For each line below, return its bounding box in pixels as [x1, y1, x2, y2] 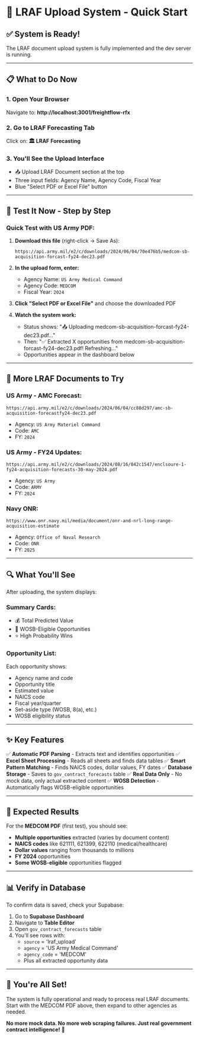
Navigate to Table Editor [14, 919, 75, 926]
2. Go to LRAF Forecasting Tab [6, 123, 95, 132]
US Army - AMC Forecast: [6, 392, 82, 400]
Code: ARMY [14, 483, 42, 490]
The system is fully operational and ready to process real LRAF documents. [6, 995, 190, 1002]
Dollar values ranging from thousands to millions [14, 847, 134, 854]
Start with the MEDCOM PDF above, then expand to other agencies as [6, 1002, 177, 1009]
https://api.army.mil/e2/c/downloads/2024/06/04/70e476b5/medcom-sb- [14, 249, 191, 255]
